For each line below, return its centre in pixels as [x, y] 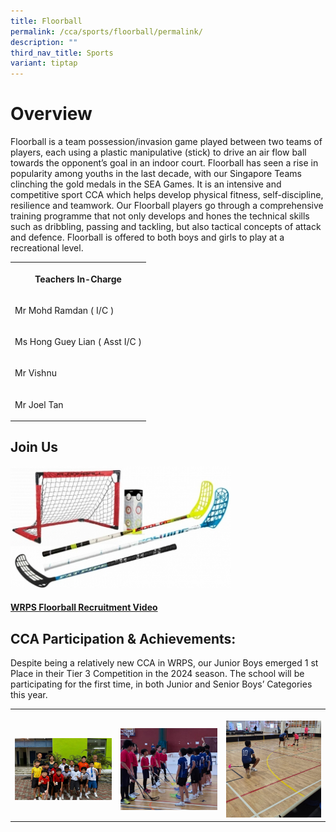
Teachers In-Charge [78, 279]
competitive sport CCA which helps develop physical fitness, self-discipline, [167, 195]
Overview [51, 114]
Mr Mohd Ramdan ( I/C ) [64, 310]
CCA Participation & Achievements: [123, 638]
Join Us [34, 447]
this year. [29, 695]
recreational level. [47, 248]
